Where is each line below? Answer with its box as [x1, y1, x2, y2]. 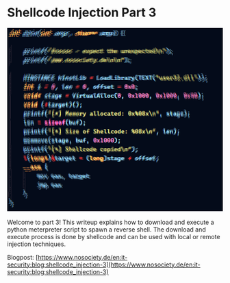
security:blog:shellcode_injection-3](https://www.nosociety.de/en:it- [7, 260, 201, 269]
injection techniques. [7, 240, 66, 248]
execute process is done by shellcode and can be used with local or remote [7, 232, 220, 241]
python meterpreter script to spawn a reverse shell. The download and [7, 225, 207, 234]
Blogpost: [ [7, 253, 38, 261]
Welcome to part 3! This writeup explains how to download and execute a [7, 218, 214, 226]
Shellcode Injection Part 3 [7, 5, 157, 21]
